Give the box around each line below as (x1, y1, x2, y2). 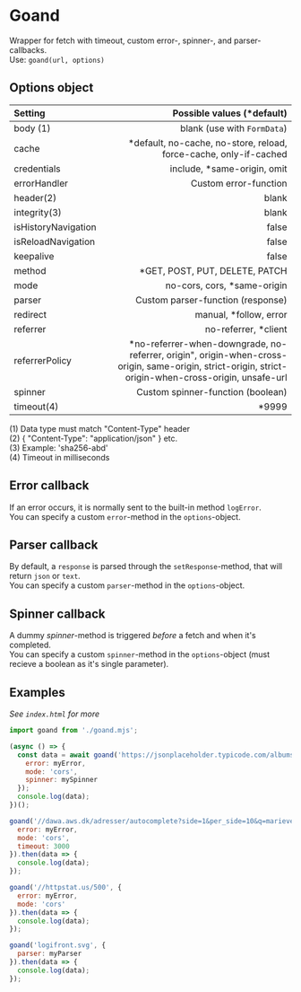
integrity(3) (13, 206, 63, 218)
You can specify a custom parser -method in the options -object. (9, 580, 245, 591)
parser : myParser (17, 949, 82, 959)
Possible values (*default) (172, 107, 288, 119)
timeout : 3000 (17, 841, 70, 851)
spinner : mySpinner (25, 776, 99, 785)
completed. (9, 639, 51, 651)
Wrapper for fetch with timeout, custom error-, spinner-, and (9, 35, 232, 46)
